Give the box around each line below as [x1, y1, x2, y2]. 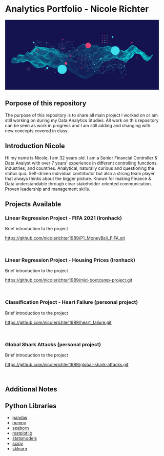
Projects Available [5, 200, 61, 208]
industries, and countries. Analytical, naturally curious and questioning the [5, 165, 155, 171]
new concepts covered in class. [5, 128, 69, 134]
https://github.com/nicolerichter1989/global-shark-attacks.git [5, 362, 129, 368]
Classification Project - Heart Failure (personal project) [5, 299, 138, 306]
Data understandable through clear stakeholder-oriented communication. [5, 180, 152, 186]
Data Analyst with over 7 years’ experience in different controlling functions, [5, 160, 158, 166]
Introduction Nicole [5, 142, 65, 150]
